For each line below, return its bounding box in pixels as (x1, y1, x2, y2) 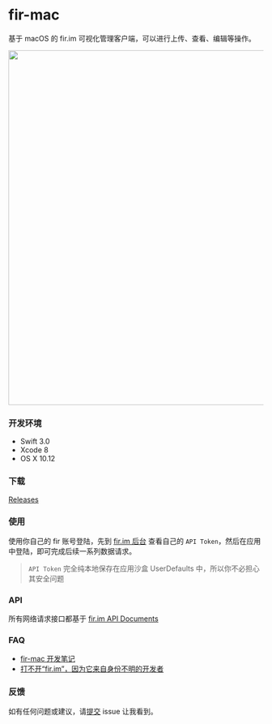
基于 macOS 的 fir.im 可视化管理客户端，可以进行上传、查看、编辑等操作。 (8, 33, 257, 43)
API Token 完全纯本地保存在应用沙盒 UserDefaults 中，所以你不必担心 (28, 563, 261, 573)
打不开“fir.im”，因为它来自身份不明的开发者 (19, 664, 164, 674)
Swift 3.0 (19, 436, 50, 447)
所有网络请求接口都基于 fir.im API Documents (8, 614, 159, 623)
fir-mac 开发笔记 (19, 654, 75, 664)
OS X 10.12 (19, 454, 56, 464)
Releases (8, 495, 39, 504)
